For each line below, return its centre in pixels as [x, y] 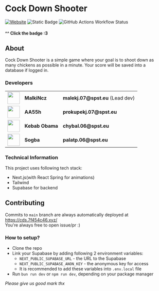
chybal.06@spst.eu [86, 126]
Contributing [25, 203]
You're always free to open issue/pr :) [43, 225]
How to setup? [23, 238]
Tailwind [20, 182]
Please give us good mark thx [35, 283]
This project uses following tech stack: [44, 168]
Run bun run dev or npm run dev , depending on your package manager [83, 274]
